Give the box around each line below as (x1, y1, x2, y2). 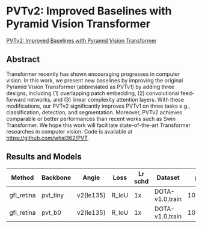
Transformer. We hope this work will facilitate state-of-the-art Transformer (6, 122, 191, 129)
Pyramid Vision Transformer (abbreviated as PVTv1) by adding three (6, 83, 175, 90)
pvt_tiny (41, 191, 64, 199)
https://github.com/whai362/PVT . (6, 134, 90, 141)
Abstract (6, 54, 40, 64)
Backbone (41, 173, 72, 182)
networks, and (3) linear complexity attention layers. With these (26, 96, 185, 103)
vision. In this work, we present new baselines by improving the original (6, 76, 183, 84)
